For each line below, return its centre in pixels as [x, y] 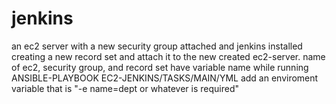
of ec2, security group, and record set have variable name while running [160, 67]
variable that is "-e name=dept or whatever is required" [125, 88]
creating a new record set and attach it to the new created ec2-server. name [168, 56]
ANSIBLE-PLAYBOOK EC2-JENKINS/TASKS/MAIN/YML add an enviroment [165, 78]
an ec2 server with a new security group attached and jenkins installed [157, 46]
